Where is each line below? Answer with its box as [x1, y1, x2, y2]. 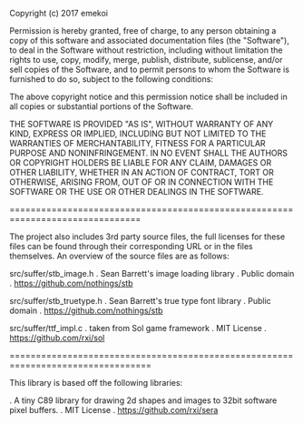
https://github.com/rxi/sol [9, 332, 105, 343]
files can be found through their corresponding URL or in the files [9, 241, 253, 251]
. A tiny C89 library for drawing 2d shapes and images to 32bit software [9, 395, 278, 406]
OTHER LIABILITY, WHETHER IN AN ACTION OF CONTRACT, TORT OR [9, 167, 274, 177]
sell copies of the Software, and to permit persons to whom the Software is [9, 64, 290, 75]
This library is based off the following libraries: [9, 378, 183, 388]
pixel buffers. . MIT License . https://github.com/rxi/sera [9, 405, 219, 415]
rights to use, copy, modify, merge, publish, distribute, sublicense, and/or [9, 55, 283, 65]
